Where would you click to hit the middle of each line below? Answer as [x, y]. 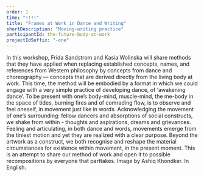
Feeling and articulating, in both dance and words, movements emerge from [101, 129]
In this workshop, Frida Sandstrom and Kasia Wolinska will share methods [99, 57]
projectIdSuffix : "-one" [38, 40]
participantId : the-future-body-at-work [58, 35]
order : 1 [17, 12]
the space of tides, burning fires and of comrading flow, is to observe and [99, 103]
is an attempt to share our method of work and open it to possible [88, 154]
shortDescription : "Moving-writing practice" [65, 29]
